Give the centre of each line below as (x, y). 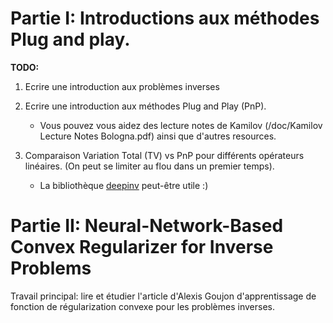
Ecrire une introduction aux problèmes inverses (122, 86)
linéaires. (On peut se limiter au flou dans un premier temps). (149, 166)
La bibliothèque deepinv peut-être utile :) (124, 185)
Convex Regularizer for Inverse (142, 247)
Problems (51, 268)
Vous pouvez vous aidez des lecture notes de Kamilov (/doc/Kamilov (181, 125)
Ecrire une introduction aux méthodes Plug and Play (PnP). (145, 106)
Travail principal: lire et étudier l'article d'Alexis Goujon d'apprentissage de (163, 296)
